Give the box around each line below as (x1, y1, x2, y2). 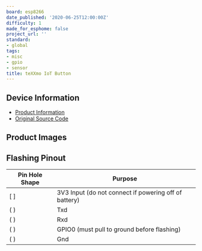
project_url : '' (6, 31, 47, 37)
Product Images (6, 132, 67, 143)
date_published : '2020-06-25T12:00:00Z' (6, 14, 109, 20)
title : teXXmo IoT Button (6, 70, 71, 76)
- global (6, 43, 28, 49)
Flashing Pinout (6, 153, 66, 163)
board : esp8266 (6, 8, 44, 15)
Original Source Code (14, 115, 69, 122)
